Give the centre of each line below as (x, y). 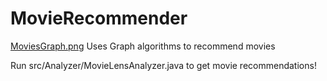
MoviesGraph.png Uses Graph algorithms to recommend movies (143, 46)
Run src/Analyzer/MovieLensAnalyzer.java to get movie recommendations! (163, 65)
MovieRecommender (99, 18)
